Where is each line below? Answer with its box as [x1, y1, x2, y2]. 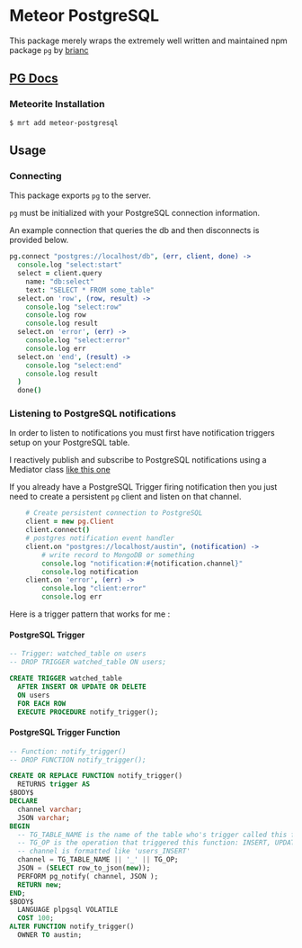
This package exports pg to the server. [9, 190, 151, 201]
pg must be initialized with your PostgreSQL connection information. [9, 208, 261, 219]
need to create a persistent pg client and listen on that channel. [9, 492, 242, 502]
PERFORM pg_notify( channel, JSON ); [17, 871, 159, 880]
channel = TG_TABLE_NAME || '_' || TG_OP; [17, 855, 179, 864]
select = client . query [17, 269, 102, 278]
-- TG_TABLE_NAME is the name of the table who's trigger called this [17, 830, 288, 839]
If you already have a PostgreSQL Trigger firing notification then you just [9, 482, 278, 492]
